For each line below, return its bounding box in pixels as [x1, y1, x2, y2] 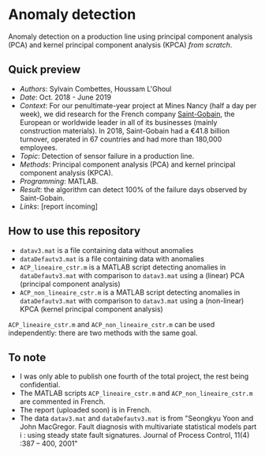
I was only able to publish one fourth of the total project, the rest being [19, 371, 249, 381]
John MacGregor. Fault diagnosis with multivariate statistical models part [19, 422, 257, 432]
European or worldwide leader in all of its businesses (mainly [19, 117, 218, 127]
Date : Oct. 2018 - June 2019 [19, 92, 112, 102]
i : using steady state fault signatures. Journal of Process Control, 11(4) [19, 431, 250, 440]
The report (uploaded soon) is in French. [19, 405, 151, 415]
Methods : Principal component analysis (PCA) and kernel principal [19, 160, 236, 169]
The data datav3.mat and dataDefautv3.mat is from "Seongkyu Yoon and [19, 413, 254, 424]
